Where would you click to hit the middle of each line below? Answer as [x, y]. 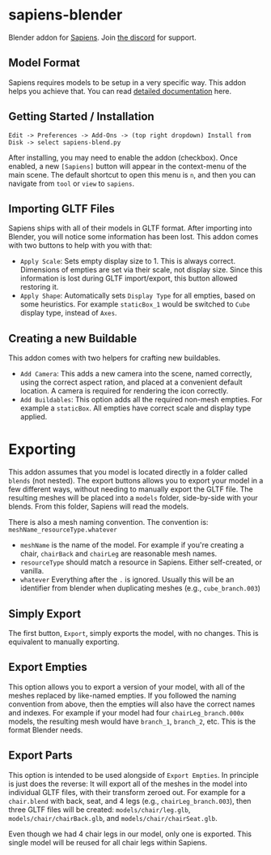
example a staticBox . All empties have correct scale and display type [135, 408]
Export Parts [40, 756]
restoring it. [39, 287]
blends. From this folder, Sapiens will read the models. [99, 507]
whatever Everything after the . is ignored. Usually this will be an [127, 580]
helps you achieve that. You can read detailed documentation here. [120, 91]
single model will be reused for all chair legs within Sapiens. [108, 842]
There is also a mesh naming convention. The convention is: [108, 522]
